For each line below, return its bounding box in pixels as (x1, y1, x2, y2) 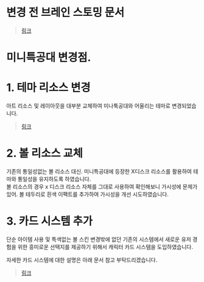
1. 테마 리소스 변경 (6, 81, 91, 95)
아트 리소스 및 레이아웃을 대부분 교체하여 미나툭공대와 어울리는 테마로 (6, 102, 171, 110)
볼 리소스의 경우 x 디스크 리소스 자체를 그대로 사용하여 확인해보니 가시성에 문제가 (6, 183, 198, 190)
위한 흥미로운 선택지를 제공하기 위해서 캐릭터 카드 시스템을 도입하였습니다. (17, 243, 194, 250)
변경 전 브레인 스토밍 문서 (6, 5, 125, 20)
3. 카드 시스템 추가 (6, 214, 93, 228)
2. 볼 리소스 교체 (6, 146, 83, 161)
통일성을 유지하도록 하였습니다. (17, 175, 91, 183)
